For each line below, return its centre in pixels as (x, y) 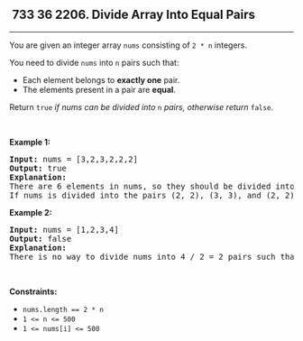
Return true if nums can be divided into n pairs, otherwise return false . (141, 106)
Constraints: (33, 291)
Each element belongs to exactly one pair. (101, 79)
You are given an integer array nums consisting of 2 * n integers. (129, 45)
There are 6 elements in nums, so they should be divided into (152, 186)
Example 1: (30, 142)
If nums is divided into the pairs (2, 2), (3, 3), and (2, (145, 195)
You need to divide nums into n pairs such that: (94, 62)
